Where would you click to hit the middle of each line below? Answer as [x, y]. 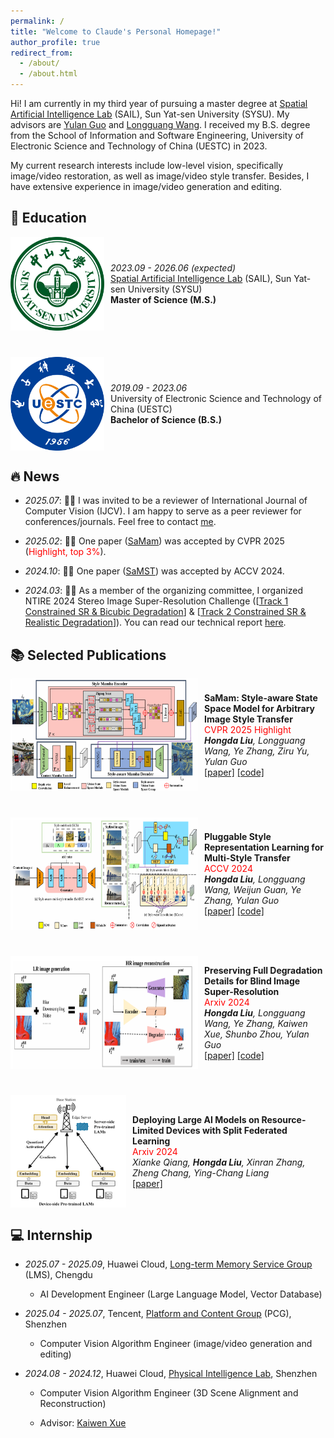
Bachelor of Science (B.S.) [166, 419]
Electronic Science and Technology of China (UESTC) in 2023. [139, 146]
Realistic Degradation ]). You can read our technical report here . [155, 622]
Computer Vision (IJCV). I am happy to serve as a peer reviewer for [163, 511]
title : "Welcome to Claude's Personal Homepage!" [116, 31]
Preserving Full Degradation [263, 970]
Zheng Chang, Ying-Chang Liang [201, 1172]
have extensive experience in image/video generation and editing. [146, 186]
